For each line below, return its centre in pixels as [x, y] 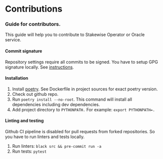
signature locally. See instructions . [39, 67]
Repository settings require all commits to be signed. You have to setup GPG [81, 62]
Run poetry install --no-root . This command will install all [72, 99]
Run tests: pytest [29, 151]
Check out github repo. [35, 94]
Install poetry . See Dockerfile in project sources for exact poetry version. [85, 89]
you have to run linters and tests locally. [45, 137]
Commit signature [24, 51]
